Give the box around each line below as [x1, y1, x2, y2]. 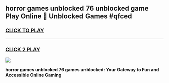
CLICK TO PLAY [5, 27, 44, 34]
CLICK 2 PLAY [5, 46, 40, 53]
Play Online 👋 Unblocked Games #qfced [5, 12, 132, 21]
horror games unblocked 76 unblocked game [5, 4, 149, 13]
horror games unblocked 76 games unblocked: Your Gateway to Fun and [5, 66, 159, 72]
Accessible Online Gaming [5, 72, 62, 78]
